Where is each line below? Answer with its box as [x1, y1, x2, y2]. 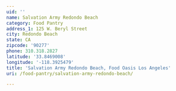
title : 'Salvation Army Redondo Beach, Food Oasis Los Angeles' [6, 64, 171, 71]
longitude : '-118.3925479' [6, 59, 74, 65]
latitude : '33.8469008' [6, 54, 66, 60]
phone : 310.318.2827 [6, 48, 58, 54]
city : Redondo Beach [6, 31, 58, 37]
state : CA [6, 37, 31, 43]
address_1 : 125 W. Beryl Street [6, 25, 87, 32]
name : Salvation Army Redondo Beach [6, 14, 98, 20]
